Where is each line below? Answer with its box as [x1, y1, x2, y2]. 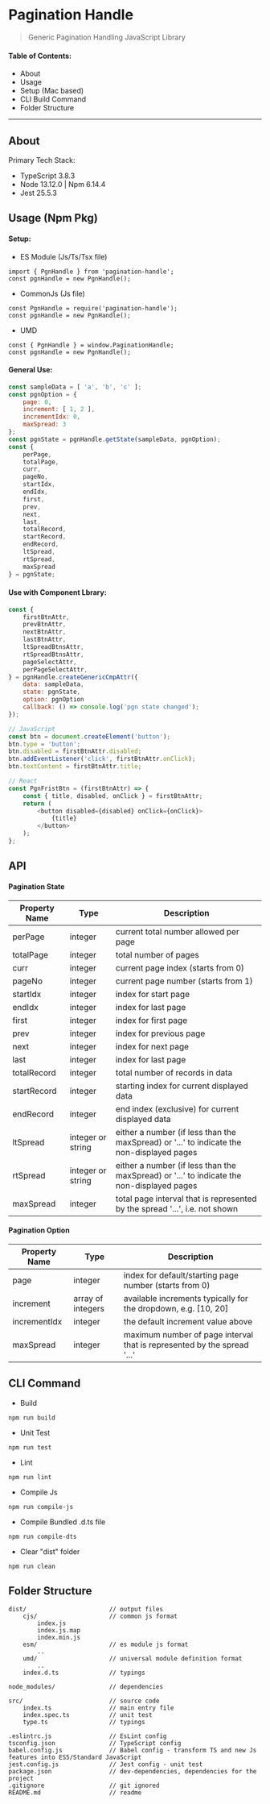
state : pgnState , [22, 688, 81, 696]
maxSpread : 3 [22, 421, 67, 429]
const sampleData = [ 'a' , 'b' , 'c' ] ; [8, 383, 142, 391]
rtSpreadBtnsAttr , [22, 651, 84, 659]
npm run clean [8, 1562, 56, 1570]
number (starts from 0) [123, 1279, 211, 1291]
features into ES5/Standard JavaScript [8, 1753, 142, 1762]
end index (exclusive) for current [115, 1103, 239, 1114]
